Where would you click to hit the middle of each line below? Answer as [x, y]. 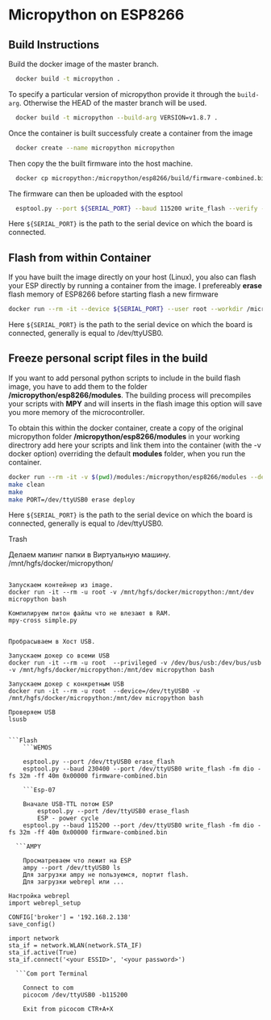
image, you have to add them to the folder [78, 386]
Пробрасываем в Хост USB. [52, 642]
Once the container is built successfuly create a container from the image [131, 133]
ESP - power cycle [68, 819]
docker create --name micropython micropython [95, 148]
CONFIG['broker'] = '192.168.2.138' [70, 917]
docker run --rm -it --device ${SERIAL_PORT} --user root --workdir [126, 309]
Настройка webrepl [39, 896]
